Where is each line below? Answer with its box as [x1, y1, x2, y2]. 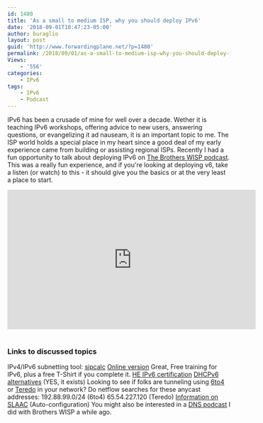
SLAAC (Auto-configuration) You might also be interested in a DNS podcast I [7, 400, 231, 409]
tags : [7, 83, 23, 90]
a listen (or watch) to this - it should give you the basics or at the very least [7, 168, 226, 176]
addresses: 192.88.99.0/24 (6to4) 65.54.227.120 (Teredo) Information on [7, 393, 218, 401]
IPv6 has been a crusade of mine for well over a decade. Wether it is [7, 115, 207, 124]
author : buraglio [7, 30, 59, 38]
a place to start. [7, 176, 53, 184]
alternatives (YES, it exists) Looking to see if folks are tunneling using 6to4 [7, 378, 225, 386]
